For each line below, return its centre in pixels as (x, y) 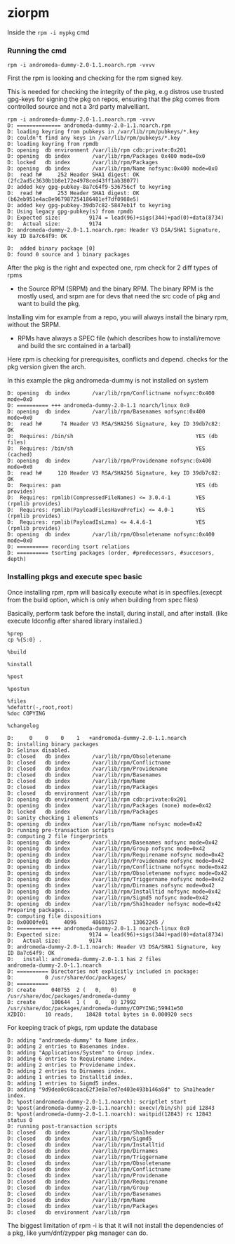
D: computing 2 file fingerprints (58, 836)
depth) (17, 560)
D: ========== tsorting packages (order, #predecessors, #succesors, (111, 553)
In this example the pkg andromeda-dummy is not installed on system (108, 381)
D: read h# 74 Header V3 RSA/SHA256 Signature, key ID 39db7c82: (114, 424)
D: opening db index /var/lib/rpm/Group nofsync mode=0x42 (106, 848)
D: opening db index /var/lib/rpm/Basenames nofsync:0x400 (106, 412)
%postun (19, 689)
